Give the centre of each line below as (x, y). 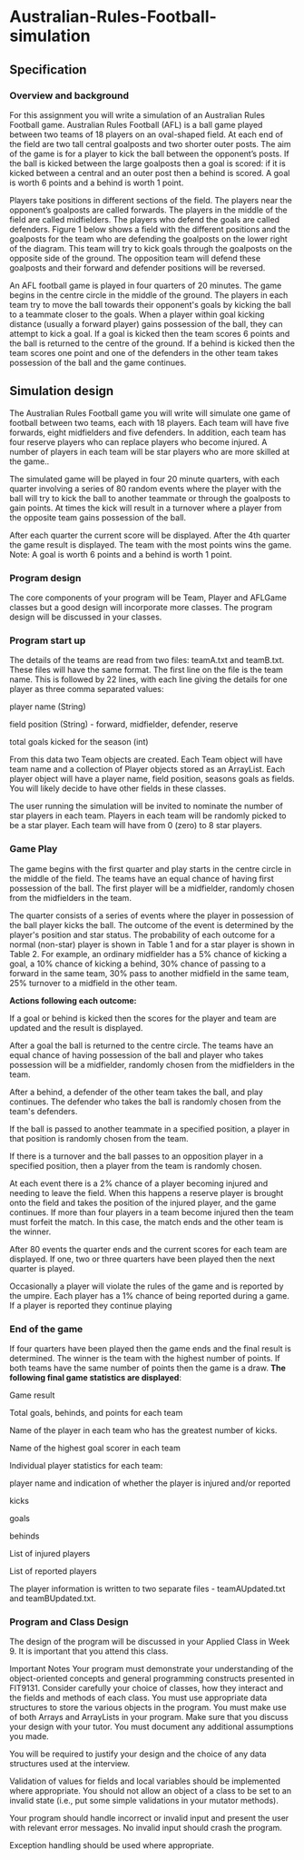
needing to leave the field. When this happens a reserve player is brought (147, 1192)
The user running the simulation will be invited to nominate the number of (146, 806)
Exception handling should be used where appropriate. (112, 1845)
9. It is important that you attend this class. (89, 1651)
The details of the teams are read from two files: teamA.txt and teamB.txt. (147, 660)
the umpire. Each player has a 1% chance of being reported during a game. (150, 1295)
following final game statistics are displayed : (95, 1377)
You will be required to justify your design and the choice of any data (138, 1754)
